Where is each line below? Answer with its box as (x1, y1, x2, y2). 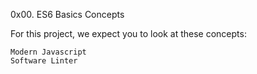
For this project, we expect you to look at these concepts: (10, 28, 247, 39)
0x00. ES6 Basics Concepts (10, 9, 125, 20)
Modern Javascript (10, 47, 87, 57)
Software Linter (10, 56, 78, 66)
